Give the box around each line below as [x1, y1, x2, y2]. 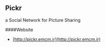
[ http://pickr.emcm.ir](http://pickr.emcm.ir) [12, 36, 101, 42]
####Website [5, 27, 34, 33]
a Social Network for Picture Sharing [5, 17, 81, 23]
